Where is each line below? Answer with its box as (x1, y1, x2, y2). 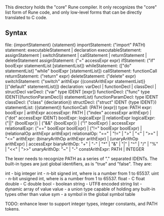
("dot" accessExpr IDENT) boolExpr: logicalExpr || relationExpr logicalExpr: (5, 115, 155, 121)
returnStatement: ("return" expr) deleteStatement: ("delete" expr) (5, 73, 136, 79)
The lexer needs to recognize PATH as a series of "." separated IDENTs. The (5, 156, 158, 162)
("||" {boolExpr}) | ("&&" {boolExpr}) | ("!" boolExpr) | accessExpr (5, 120, 136, 126)
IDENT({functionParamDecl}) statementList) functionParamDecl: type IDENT (5, 94, 159, 100)
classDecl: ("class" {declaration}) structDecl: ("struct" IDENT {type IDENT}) (5, 99, 157, 105)
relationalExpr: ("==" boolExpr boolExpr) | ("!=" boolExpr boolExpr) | (5, 125, 143, 131)
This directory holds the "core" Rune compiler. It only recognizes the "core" (5, 4, 157, 10)
